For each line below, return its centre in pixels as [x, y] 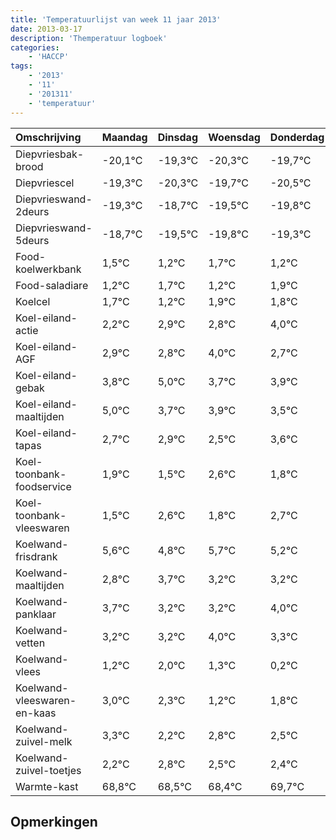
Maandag [124, 137]
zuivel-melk [44, 741]
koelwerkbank [48, 269]
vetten [30, 643]
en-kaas [36, 713]
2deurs [32, 211]
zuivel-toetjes [48, 770]
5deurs [32, 240]
